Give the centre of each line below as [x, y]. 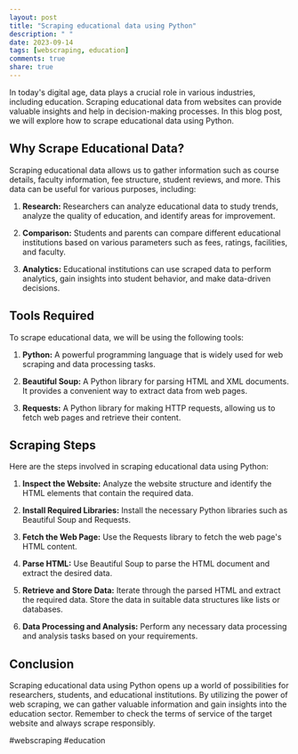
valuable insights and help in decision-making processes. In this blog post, [146, 111]
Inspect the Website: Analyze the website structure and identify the [147, 484]
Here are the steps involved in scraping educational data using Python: [139, 467]
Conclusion [42, 664]
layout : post [33, 17]
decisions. [41, 288]
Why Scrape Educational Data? [97, 149]
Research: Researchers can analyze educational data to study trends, [150, 206]
